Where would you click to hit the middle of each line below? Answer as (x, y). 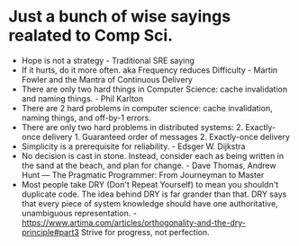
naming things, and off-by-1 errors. (86, 118)
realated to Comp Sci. (91, 35)
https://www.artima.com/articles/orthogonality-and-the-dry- (134, 223)
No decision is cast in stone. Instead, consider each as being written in (153, 155)
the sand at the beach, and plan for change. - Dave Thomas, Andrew (149, 165)
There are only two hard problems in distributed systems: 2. (132, 127)
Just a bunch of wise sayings (120, 17)
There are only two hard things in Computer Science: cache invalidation (154, 89)
